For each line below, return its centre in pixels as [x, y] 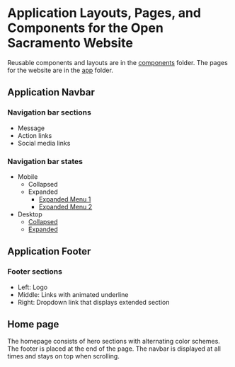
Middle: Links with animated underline [73, 294]
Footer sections [35, 272]
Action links [35, 135]
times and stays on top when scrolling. [64, 356]
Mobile [28, 176]
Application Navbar [51, 92]
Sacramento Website [70, 43]
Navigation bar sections [50, 112]
